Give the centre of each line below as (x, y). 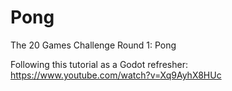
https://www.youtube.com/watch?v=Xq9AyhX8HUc (116, 75)
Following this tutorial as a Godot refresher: (99, 64)
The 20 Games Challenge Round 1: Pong (93, 45)
